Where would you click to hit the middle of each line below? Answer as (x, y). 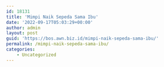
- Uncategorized (37, 55)
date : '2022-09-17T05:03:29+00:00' (50, 22)
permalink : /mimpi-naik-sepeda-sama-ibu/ (58, 44)
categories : (21, 50)
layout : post (22, 33)
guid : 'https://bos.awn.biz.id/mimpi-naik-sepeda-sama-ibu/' (83, 38)
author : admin (24, 28)
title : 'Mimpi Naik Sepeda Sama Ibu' (52, 17)
